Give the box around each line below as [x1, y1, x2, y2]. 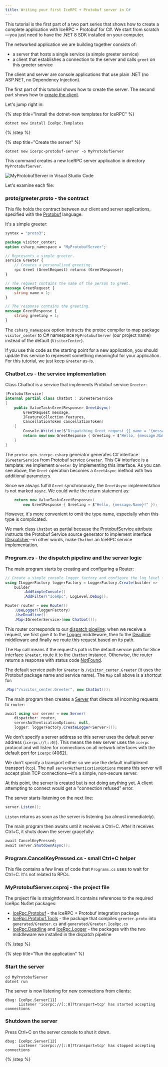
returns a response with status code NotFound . [5, 657, 102, 663]
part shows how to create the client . [5, 91, 79, 97]
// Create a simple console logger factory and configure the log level [5, 575, 160, 580]
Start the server [5, 963, 44, 970]
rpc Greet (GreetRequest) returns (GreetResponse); [14, 267, 124, 272]
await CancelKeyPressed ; [5, 838, 57, 843]
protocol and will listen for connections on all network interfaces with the [5, 745, 155, 751]
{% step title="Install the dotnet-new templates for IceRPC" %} [5, 111, 135, 117]
